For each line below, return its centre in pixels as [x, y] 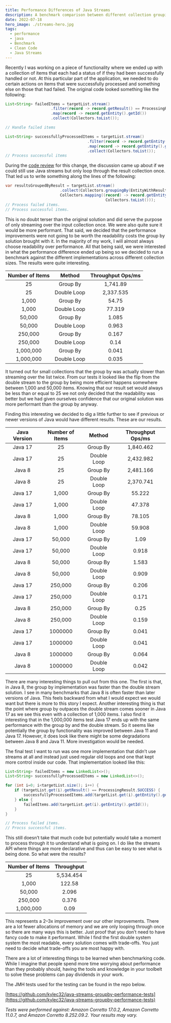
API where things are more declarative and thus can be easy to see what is [84, 849]
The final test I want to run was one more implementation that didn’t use [81, 751]
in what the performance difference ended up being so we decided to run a [84, 252]
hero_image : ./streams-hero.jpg [39, 24]
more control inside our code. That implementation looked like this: [75, 762]
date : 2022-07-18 [24, 19]
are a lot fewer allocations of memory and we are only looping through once [85, 927]
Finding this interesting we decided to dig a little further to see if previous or [85, 414]
